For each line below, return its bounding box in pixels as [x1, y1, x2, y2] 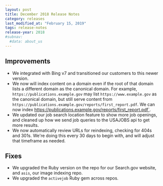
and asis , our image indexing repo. [12, 170, 83, 176]
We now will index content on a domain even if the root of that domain [12, 80, 154, 86]
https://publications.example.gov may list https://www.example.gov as [12, 91, 157, 97]
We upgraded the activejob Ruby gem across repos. [12, 175, 119, 181]
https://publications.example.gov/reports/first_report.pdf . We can [12, 101, 155, 107]
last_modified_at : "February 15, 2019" [5, 21, 87, 26]
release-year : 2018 [5, 30, 45, 35]
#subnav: [5, 35, 23, 40]
